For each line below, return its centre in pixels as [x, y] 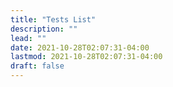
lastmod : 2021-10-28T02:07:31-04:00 [86, 57]
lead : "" [28, 38]
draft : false [37, 66]
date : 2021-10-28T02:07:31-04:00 [80, 47]
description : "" [44, 29]
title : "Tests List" [53, 19]
